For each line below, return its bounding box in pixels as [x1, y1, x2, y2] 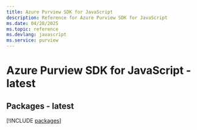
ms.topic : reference [6, 26, 59, 32]
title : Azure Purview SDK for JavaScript [6, 9, 113, 15]
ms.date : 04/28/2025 [6, 20, 59, 26]
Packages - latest [6, 101, 74, 111]
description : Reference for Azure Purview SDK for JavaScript [6, 15, 168, 21]
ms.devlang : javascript [6, 32, 67, 38]
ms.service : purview [6, 37, 59, 43]
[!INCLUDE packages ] [6, 117, 62, 124]
